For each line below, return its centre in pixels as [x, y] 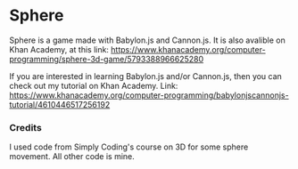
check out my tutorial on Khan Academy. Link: [94, 85]
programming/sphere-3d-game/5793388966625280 [106, 59]
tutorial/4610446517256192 [60, 104]
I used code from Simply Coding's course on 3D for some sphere [129, 147]
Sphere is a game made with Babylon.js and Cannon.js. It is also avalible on [147, 40]
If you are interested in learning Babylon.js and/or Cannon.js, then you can [146, 76]
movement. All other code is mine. [72, 157]
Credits [25, 127]
